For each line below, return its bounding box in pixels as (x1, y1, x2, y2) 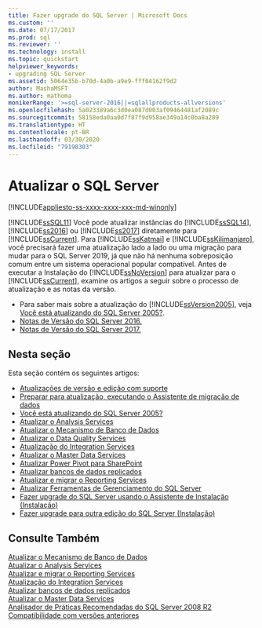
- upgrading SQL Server (8, 70, 86, 78)
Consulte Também (8, 531, 100, 545)
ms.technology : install (8, 48, 86, 56)
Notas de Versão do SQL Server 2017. (19, 325, 141, 334)
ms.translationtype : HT (8, 121, 86, 129)
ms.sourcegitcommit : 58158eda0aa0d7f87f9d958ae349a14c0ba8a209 (8, 114, 220, 122)
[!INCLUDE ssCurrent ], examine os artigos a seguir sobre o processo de (8, 276, 239, 286)
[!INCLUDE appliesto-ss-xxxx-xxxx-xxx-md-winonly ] (8, 203, 177, 212)
